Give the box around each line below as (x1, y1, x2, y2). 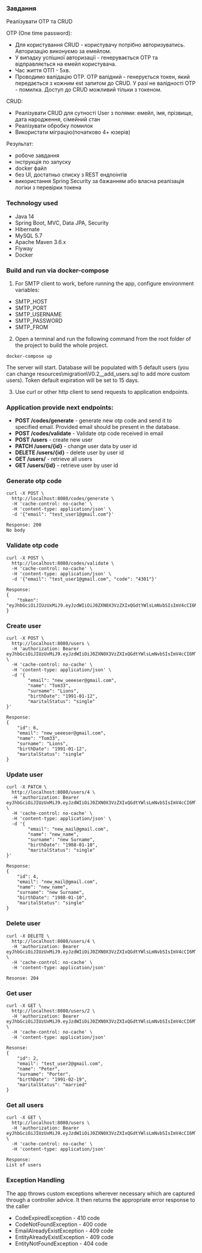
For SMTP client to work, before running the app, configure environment (14, 280, 194, 287)
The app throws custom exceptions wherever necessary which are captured (6, 1190, 195, 1197)
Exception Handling (6, 1176, 65, 1184)
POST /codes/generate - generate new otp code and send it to (14, 417, 173, 424)
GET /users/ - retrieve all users (14, 455, 93, 463)
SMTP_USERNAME (14, 310, 62, 317)
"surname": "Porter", (17, 1071, 71, 1077)
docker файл (14, 164, 47, 172)
